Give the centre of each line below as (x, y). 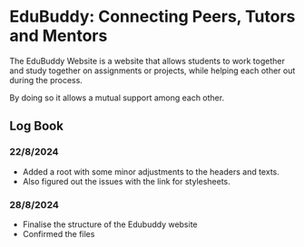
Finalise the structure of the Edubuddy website (110, 224)
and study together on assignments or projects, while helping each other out (152, 71)
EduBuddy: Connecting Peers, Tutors (152, 17)
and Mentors (59, 36)
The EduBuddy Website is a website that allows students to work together (147, 61)
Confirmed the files (59, 233)
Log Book (36, 126)
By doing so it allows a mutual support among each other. (117, 98)
